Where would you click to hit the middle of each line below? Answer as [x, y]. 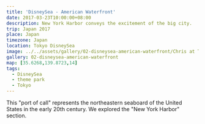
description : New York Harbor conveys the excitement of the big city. [99, 23]
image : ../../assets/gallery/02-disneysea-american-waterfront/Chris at [101, 52]
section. [16, 115]
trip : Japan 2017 [28, 29]
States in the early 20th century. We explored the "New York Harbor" [93, 109]
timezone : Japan [27, 40]
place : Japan [23, 35]
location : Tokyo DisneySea [41, 46]
